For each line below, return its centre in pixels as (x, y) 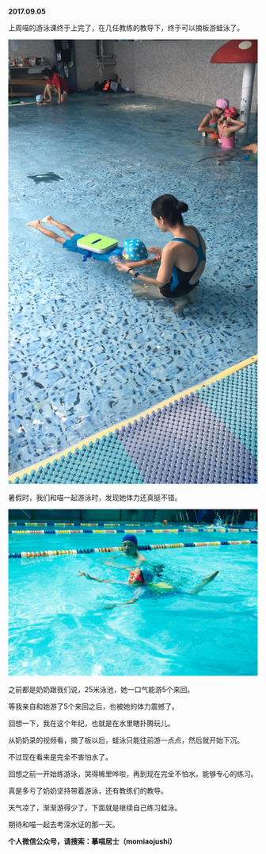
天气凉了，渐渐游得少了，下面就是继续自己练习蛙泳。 (95, 807)
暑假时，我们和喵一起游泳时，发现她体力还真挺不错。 (95, 498)
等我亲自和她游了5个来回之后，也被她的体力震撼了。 (94, 706)
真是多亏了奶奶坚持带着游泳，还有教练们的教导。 (88, 791)
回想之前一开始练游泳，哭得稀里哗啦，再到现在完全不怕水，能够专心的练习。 (133, 774)
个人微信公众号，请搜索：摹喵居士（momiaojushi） (92, 841)
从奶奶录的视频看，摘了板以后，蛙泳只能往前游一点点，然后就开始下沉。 (126, 740)
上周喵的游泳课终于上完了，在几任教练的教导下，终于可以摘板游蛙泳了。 (126, 28)
